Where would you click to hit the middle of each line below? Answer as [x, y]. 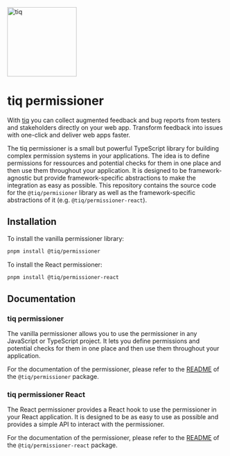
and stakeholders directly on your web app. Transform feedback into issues [115, 127]
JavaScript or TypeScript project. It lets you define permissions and [103, 341]
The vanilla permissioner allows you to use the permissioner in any [102, 334]
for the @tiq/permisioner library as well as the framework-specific [101, 192]
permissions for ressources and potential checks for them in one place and [114, 163]
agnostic [20, 178]
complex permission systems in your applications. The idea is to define [108, 155]
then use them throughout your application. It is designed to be [97, 170]
